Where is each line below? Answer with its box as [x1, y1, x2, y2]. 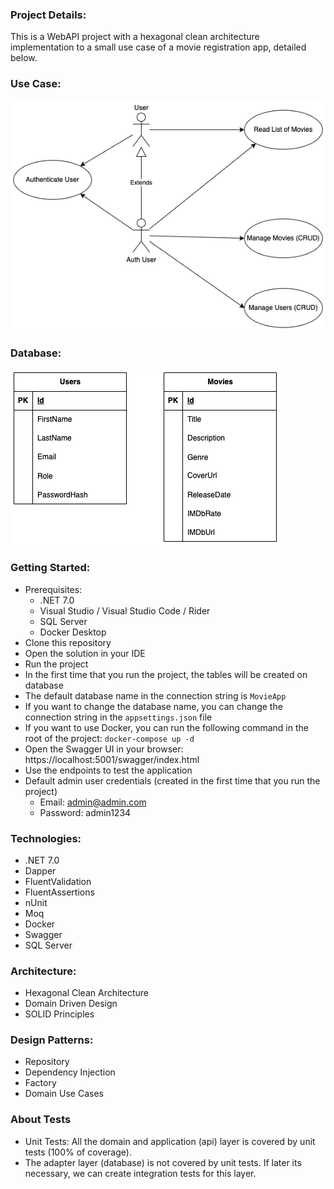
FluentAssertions [24, 886, 95, 898]
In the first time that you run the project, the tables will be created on [24, 668, 308, 680]
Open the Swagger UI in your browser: [24, 743, 184, 755]
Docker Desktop [39, 626, 107, 638]
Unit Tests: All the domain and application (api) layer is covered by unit [24, 1135, 316, 1147]
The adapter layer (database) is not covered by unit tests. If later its [24, 1156, 302, 1168]
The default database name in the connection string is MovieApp [24, 689, 287, 702]
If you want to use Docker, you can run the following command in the [24, 721, 309, 733]
